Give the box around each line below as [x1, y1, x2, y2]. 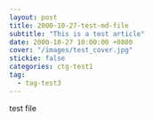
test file [9, 102, 37, 113]
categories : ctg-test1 [9, 63, 93, 72]
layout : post [9, 12, 58, 22]
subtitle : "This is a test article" [9, 29, 145, 38]
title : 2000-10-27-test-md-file [9, 21, 129, 30]
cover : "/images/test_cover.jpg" [9, 46, 133, 55]
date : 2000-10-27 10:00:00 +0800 [9, 37, 133, 47]
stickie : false [9, 54, 66, 63]
